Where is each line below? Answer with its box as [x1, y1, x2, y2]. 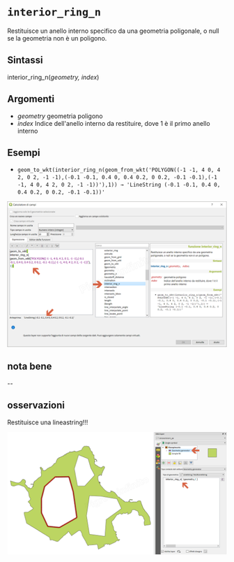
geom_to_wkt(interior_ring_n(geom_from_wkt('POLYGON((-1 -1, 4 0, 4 [17, 166, 221, 174]
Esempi [7, 147, 40, 159]
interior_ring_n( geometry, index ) [7, 73, 100, 81]
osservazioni [7, 399, 65, 412]
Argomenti [7, 93, 54, 105]
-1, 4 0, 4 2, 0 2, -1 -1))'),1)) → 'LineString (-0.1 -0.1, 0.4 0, [17, 182, 221, 189]
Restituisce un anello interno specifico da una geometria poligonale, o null [7, 27, 219, 35]
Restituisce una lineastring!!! [7, 418, 88, 426]
